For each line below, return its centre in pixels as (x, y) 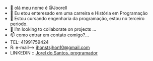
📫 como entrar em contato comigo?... (49, 35)
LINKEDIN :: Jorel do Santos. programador (54, 53)
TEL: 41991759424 (29, 42)
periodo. (19, 24)
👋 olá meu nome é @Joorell (39, 8)
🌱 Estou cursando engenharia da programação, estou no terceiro (77, 18)
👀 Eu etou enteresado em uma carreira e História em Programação (79, 13)
